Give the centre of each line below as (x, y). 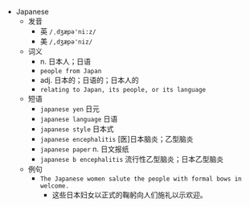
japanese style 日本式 (77, 129)
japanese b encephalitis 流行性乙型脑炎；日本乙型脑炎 (131, 159)
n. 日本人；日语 (65, 61)
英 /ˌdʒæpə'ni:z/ (68, 31)
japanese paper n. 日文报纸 (84, 149)
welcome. (55, 186)
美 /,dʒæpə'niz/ (66, 41)
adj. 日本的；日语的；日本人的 (89, 80)
